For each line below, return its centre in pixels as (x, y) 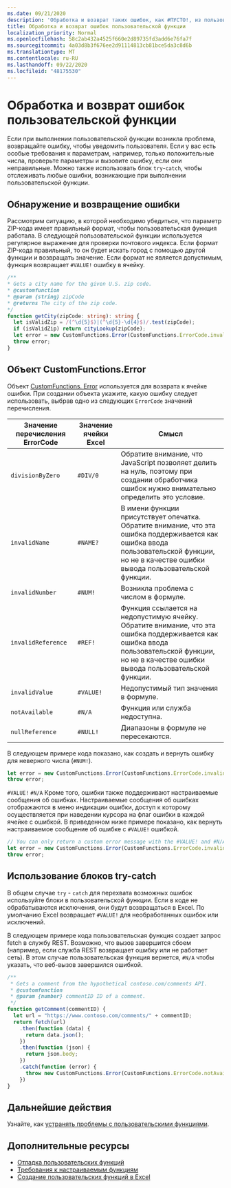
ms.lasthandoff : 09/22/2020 (47, 65)
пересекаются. (146, 736)
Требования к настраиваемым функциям (78, 1170)
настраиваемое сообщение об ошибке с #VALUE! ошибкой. (93, 829)
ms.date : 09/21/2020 (37, 13)
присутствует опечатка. (161, 517)
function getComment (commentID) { (57, 1010)
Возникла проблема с (157, 588)
